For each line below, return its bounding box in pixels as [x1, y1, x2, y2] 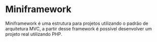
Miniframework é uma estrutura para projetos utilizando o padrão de [5, 20, 148, 26]
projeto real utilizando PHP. [5, 31, 62, 37]
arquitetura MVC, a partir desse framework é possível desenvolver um [5, 25, 152, 31]
